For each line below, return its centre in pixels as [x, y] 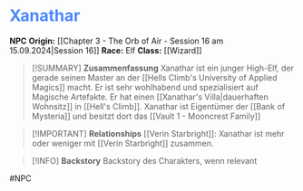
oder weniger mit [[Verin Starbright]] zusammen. [122, 143]
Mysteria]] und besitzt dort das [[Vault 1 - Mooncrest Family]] [146, 116]
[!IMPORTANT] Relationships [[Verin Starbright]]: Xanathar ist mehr [158, 133]
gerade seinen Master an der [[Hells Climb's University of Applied [155, 77]
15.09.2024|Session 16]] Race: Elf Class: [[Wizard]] [106, 50]
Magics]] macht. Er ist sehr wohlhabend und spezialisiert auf [145, 87]
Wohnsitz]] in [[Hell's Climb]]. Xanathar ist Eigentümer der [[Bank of [158, 106]
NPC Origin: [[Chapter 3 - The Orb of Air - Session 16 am [117, 41]
